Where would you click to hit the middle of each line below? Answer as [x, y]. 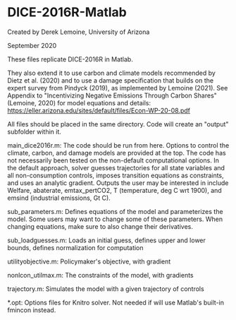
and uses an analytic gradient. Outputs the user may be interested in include [118, 183]
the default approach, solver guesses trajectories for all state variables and [116, 167]
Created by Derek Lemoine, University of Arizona [79, 32]
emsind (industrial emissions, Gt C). [59, 198]
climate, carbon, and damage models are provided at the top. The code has [117, 153]
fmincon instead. [32, 310]
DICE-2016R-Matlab [67, 12]
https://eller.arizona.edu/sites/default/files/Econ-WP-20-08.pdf [99, 110]
